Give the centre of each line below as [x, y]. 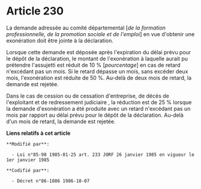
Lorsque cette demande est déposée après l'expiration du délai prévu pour [99, 52]
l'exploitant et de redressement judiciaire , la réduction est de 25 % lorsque [99, 102]
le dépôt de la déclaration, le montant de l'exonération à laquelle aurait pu [97, 58]
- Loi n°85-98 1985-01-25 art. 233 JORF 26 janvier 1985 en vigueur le [103, 155]
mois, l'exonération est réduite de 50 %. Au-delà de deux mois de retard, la [99, 78]
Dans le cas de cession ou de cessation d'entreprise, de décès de [88, 96]
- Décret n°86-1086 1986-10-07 [51, 181]
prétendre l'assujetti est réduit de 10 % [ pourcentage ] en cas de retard [93, 65]
